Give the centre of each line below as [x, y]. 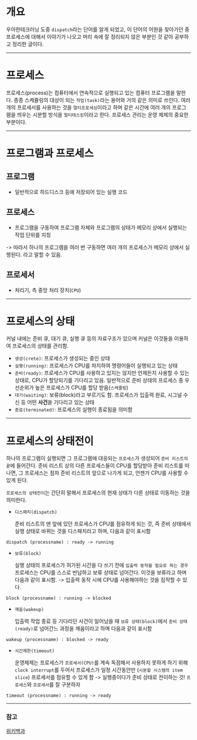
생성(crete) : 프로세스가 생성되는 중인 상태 [62, 359]
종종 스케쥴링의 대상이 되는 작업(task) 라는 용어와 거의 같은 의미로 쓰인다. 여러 [102, 100]
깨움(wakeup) [29, 610]
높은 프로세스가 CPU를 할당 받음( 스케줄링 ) [82, 388]
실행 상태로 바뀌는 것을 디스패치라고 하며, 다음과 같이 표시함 [83, 531]
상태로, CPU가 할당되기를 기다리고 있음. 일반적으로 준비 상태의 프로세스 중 [99, 380]
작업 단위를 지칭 [33, 234]
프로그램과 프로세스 [50, 154]
